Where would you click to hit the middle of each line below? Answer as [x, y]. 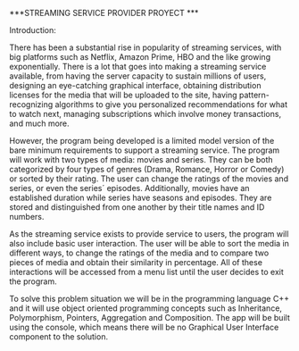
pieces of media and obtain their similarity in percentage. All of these [136, 262]
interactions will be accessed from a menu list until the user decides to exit [146, 272]
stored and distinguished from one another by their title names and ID [137, 207]
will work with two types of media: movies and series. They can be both [141, 159]
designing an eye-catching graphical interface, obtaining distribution [135, 85]
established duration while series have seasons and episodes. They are [141, 197]
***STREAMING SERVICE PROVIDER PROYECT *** [104, 13]
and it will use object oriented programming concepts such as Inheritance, [146, 308]
